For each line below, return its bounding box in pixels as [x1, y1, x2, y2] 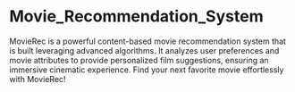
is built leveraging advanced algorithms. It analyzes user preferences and [9, 45, 280, 55]
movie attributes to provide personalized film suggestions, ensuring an [9, 54, 270, 65]
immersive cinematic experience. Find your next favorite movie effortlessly [9, 64, 284, 75]
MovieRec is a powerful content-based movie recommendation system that [9, 36, 286, 46]
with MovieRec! [9, 73, 66, 84]
